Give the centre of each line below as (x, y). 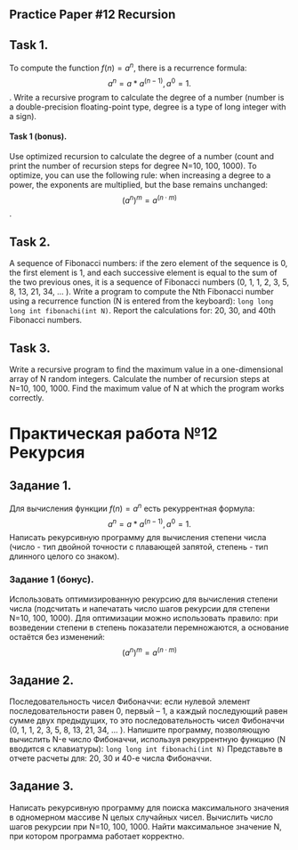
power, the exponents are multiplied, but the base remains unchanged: (139, 184)
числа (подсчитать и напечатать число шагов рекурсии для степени (140, 608)
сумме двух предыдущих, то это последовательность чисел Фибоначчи (147, 721)
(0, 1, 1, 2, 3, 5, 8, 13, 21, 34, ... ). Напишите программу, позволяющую (140, 730)
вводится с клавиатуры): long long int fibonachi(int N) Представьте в (146, 749)
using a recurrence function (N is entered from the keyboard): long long (141, 301)
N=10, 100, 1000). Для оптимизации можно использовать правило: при (144, 618)
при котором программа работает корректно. (97, 836)
